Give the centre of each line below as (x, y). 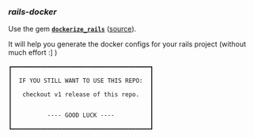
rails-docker (32, 12)
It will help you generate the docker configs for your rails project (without (127, 44)
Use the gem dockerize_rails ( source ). (72, 29)
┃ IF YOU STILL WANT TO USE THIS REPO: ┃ (81, 81)
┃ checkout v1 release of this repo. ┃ (81, 95)
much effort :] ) (33, 53)
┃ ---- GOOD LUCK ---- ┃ (81, 116)
